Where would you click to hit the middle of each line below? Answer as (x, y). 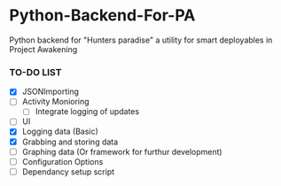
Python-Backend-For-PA (102, 15)
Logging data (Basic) (60, 132)
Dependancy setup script (68, 171)
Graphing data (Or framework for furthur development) (122, 151)
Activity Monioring (56, 102)
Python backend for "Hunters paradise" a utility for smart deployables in (141, 40)
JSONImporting (51, 92)
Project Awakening (43, 49)
